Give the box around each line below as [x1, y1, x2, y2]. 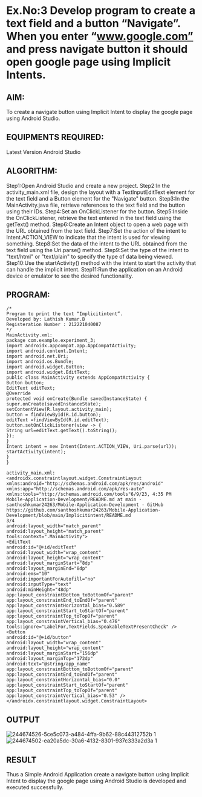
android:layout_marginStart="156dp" [6, 650, 99, 656]
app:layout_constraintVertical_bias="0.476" [6, 619, 120, 625]
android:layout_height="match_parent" [6, 529, 104, 535]
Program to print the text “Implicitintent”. [6, 311, 123, 317]
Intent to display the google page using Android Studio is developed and [6, 777, 186, 785]
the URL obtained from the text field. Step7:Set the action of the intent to [6, 227, 187, 234]
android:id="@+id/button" [6, 635, 71, 641]
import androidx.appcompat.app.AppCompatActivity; [6, 343, 137, 349]
